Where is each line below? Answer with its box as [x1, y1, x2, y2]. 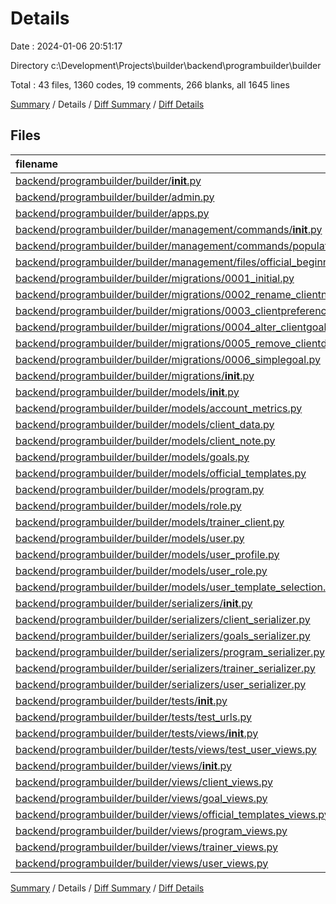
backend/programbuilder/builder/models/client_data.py [15, 417, 275, 431]
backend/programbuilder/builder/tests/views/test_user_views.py [15, 742, 317, 756]
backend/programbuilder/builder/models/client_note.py [15, 433, 276, 447]
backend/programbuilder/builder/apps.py [15, 206, 210, 220]
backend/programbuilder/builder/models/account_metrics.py [15, 401, 303, 415]
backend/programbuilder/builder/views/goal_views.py [15, 791, 268, 805]
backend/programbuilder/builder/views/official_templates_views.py [15, 807, 330, 821]
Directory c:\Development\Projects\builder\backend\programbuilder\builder [10, 59, 322, 71]
